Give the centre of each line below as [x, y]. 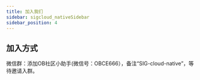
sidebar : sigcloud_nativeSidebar [48, 17]
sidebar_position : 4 [32, 23]
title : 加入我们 [25, 12]
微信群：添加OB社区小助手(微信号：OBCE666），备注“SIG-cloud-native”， [98, 63]
